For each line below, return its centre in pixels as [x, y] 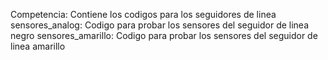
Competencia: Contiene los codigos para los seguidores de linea [143, 14]
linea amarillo [38, 46]
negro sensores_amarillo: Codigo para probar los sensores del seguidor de [164, 35]
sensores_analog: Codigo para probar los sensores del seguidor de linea [160, 25]
